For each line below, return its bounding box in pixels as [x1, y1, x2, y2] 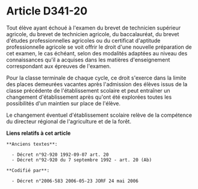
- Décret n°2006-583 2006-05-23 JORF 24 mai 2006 [11, 178, 138, 184]
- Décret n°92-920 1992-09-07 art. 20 [11, 152, 110, 158]
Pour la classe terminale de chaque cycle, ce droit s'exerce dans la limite [6, 74, 187, 81]
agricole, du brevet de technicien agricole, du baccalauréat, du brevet [6, 30, 179, 37]
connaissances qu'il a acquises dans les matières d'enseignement [6, 56, 170, 63]
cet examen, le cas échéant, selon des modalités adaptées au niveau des [6, 49, 188, 57]
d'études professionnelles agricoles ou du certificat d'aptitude [6, 37, 161, 44]
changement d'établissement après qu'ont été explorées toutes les [6, 93, 172, 101]
